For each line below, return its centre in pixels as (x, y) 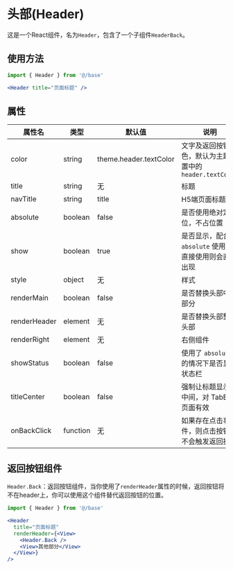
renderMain (29, 298)
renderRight (30, 339)
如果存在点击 (202, 421)
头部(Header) (46, 14)
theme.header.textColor (136, 159)
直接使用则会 (202, 257)
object (74, 280)
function (77, 431)
